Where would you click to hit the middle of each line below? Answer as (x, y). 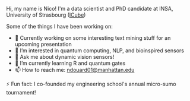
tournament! (21, 92)
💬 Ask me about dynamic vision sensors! (64, 57)
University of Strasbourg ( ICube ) (46, 15)
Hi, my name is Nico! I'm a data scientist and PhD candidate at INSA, (90, 9)
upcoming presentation (43, 44)
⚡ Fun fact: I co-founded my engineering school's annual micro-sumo (91, 84)
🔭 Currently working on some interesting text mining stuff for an (93, 38)
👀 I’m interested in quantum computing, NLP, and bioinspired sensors (99, 50)
